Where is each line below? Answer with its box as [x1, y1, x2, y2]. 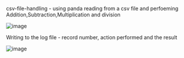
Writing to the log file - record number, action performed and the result [6, 34, 178, 40]
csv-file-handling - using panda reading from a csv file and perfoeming [6, 5, 179, 12]
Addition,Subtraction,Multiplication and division [6, 11, 121, 18]
